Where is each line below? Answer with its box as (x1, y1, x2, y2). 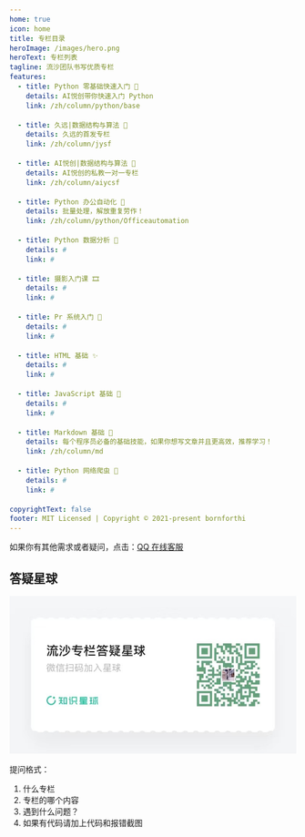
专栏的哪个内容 (22, 794, 79, 805)
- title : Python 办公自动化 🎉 (17, 197, 126, 207)
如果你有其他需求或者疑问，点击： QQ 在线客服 (9, 542, 184, 553)
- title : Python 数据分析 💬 (17, 236, 118, 245)
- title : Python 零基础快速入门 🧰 (17, 82, 139, 91)
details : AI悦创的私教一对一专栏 (25, 168, 139, 178)
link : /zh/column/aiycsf (25, 178, 120, 187)
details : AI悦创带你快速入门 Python (25, 91, 154, 100)
